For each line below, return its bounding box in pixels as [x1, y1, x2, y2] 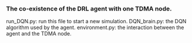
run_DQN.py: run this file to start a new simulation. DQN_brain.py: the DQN [6, 18, 187, 25]
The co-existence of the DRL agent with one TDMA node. [6, 5, 172, 13]
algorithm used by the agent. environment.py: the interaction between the [6, 24, 184, 31]
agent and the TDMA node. [6, 30, 72, 37]
